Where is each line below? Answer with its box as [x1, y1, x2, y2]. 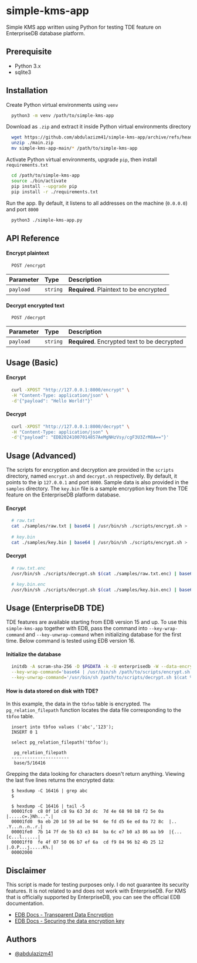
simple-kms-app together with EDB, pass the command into [6, 625, 148, 632]
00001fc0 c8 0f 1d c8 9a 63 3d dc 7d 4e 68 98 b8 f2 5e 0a [11, 809, 164, 815]
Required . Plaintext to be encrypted [68, 286, 167, 294]
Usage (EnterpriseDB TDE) [6, 603, 105, 613]
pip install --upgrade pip [11, 183, 77, 189]
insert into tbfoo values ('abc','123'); [11, 724, 114, 730]
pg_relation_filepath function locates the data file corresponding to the [6, 707, 182, 714]
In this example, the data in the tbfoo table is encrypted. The [6, 700, 151, 708]
